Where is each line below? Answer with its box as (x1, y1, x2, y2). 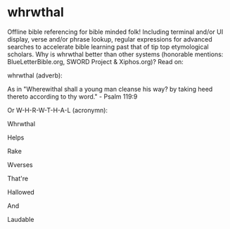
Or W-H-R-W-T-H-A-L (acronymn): (7, 106, 108, 114)
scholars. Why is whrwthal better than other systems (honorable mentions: (7, 50, 224, 58)
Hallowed (7, 187, 35, 196)
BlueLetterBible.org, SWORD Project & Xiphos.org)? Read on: (7, 57, 184, 66)
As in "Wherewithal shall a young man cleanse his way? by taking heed (7, 85, 213, 93)
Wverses (7, 160, 33, 169)
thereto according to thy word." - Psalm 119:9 (7, 92, 138, 101)
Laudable (7, 215, 34, 223)
